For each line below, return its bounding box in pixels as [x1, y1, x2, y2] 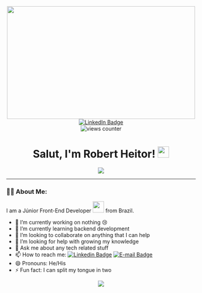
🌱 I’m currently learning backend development [14, 225, 130, 232]
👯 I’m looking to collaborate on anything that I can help [14, 232, 150, 239]
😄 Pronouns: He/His [14, 260, 66, 267]
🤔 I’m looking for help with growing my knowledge [14, 238, 139, 245]
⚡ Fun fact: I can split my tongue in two [14, 267, 112, 274]
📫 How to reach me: [14, 251, 67, 258]
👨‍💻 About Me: [6, 187, 47, 196]
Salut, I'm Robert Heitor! [32, 147, 156, 161]
